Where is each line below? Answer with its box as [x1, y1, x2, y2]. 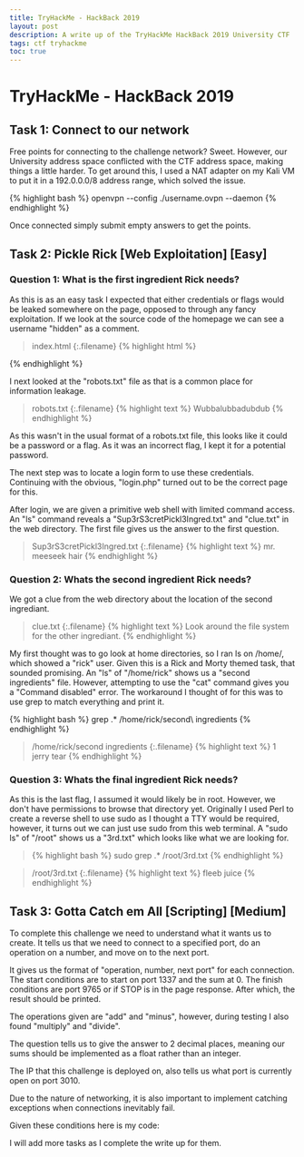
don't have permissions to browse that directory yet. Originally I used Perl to [9, 804, 294, 815]
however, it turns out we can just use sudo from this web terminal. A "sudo [9, 823, 289, 834]
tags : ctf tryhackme [9, 38, 88, 48]
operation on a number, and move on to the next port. [9, 947, 210, 958]
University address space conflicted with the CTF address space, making [9, 156, 284, 167]
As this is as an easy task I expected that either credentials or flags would [9, 294, 285, 305]
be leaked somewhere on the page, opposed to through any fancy [9, 303, 257, 314]
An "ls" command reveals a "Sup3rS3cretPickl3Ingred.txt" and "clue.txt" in [9, 514, 289, 525]
